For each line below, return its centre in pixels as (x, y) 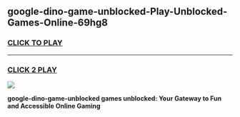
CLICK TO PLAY (35, 43)
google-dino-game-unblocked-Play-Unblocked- (117, 12)
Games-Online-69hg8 (58, 23)
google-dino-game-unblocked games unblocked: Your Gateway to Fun (115, 98)
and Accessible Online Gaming (54, 106)
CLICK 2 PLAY (32, 69)
